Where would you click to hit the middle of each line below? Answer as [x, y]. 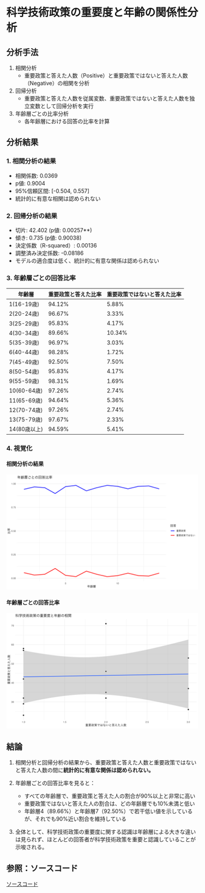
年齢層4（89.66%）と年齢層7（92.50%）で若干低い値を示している [108, 811]
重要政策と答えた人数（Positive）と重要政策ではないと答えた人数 [106, 76]
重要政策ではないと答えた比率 [144, 294]
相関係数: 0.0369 [36, 176]
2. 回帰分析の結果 [32, 216]
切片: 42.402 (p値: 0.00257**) [54, 230]
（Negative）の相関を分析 [57, 83]
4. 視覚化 [19, 448]
